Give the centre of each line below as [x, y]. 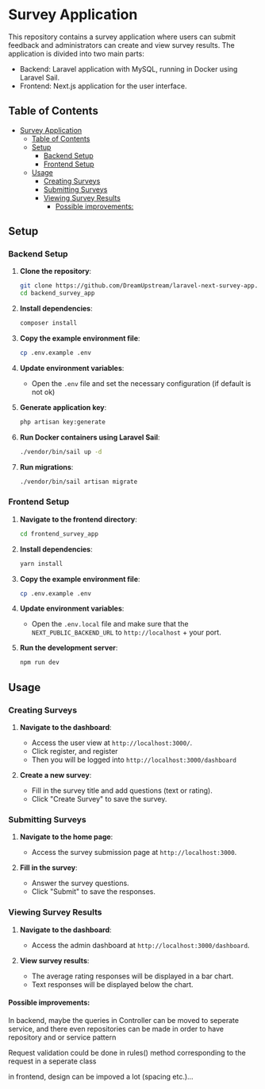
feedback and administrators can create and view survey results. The [122, 45]
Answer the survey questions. [80, 883]
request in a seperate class [52, 1061]
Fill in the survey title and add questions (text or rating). [122, 790]
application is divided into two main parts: [76, 53]
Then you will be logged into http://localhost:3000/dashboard [134, 760]
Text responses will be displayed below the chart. [112, 984]
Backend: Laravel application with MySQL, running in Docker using [129, 68]
